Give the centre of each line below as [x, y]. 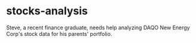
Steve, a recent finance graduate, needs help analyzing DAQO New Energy [98, 27]
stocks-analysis [47, 11]
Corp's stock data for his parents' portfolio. [59, 33]
